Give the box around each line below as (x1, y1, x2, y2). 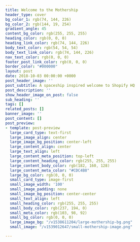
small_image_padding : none (10, 187, 67, 192)
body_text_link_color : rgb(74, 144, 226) (5, 50, 94, 55)
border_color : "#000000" (5, 64, 58, 69)
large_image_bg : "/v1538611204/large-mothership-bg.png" (10, 220, 133, 225)
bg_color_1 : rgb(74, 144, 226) (5, 17, 72, 22)
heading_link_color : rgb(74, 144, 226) (5, 41, 90, 46)
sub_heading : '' (5, 97, 40, 102)
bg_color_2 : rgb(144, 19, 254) (5, 21, 72, 27)
